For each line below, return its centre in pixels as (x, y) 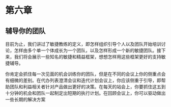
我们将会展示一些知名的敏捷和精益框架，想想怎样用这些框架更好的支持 (88, 57)
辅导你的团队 (25, 31)
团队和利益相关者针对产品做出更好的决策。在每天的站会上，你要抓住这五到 (88, 87)
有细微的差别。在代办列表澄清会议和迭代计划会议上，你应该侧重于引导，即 (83, 80)
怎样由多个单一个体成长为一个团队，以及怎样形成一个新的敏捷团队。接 (88, 50)
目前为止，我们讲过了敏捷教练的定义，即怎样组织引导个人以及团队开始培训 (83, 44)
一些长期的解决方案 (25, 99)
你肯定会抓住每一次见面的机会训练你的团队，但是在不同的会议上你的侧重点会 (85, 74)
